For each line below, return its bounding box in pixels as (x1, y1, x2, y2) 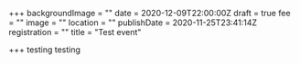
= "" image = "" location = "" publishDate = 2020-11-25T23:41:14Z (8, 17, 258, 28)
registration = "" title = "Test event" (8, 27, 142, 37)
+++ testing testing (8, 44, 81, 55)
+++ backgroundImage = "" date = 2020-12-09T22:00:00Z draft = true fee (8, 8, 291, 18)
